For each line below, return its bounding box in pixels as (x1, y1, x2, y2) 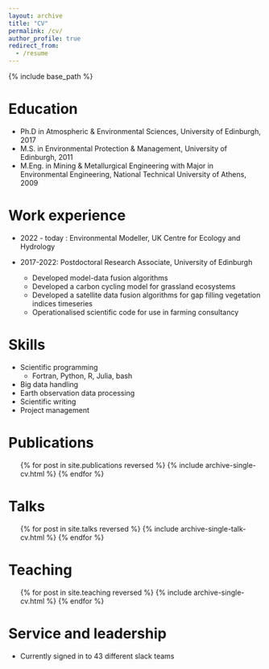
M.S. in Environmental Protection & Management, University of (19, 143, 228, 154)
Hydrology (19, 242, 56, 251)
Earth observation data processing (19, 388, 135, 398)
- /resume (15, 49, 48, 57)
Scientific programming (19, 362, 98, 372)
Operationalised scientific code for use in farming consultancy (31, 307, 239, 317)
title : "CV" (8, 19, 48, 27)
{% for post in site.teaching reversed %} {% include (19, 587, 192, 597)
